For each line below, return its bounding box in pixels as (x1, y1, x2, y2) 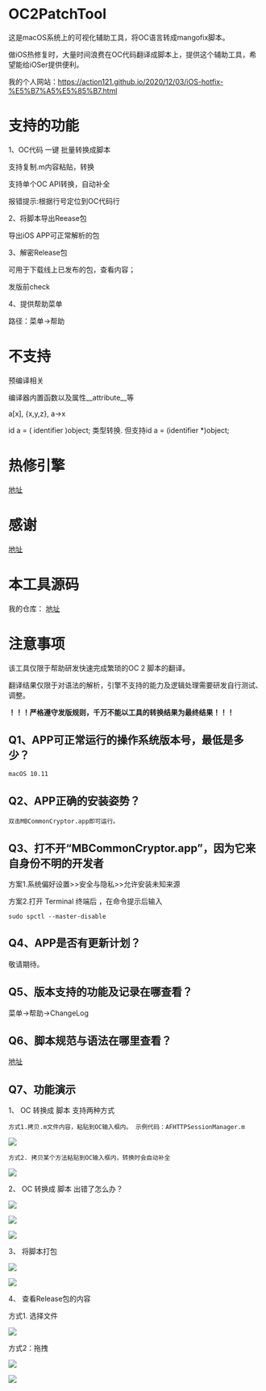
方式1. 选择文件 (8, 1311, 58, 1321)
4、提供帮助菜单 (8, 299, 63, 309)
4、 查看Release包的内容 (8, 1294, 91, 1304)
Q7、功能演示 (8, 1082, 77, 1096)
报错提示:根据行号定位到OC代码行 (8, 196, 120, 206)
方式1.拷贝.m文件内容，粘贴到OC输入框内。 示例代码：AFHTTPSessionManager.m (8, 1123, 246, 1131)
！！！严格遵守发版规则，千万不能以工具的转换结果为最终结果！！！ (8, 707, 235, 717)
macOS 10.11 (8, 770, 48, 779)
